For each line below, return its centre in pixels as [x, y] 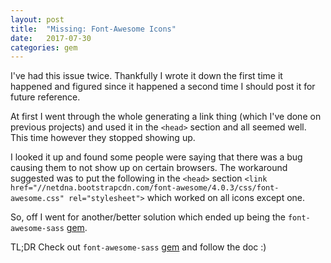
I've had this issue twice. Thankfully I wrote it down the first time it [146, 76]
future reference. [45, 97]
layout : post [37, 19]
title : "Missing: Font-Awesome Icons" [93, 29]
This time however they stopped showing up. [103, 138]
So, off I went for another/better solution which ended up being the [148, 217]
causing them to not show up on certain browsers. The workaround [149, 168]
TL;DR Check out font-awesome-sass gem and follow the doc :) [138, 247]
